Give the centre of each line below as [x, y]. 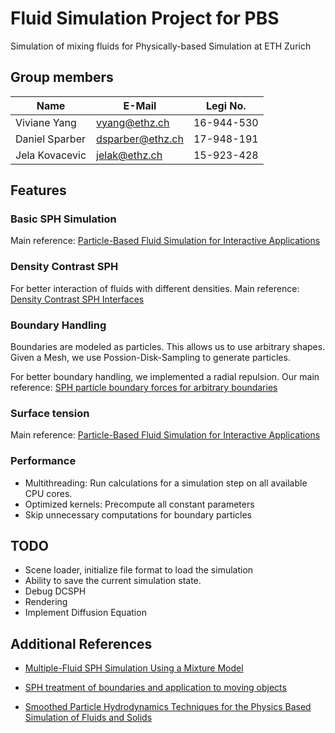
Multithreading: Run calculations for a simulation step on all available [166, 483]
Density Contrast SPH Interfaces [77, 299]
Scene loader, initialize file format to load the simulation [139, 570]
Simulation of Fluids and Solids [88, 718]
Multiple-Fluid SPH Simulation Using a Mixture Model [134, 668]
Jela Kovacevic [51, 155]
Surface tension [50, 413]
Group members [62, 77]
